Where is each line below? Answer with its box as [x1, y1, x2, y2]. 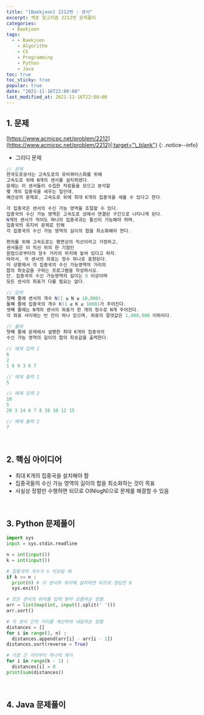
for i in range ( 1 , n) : [6, 630, 67, 636]
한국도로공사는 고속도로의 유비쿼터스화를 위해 [6, 171, 102, 178]
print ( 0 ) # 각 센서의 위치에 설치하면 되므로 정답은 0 [12, 580, 132, 586]
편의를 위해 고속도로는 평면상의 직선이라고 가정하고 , [6, 239, 119, 245]
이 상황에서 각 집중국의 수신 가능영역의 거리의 [6, 262, 107, 268]
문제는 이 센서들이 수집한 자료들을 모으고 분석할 [6, 183, 111, 189]
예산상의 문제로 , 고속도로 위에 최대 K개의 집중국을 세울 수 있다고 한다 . [6, 194, 163, 200]
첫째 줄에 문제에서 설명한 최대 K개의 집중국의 [6, 329, 105, 336]
